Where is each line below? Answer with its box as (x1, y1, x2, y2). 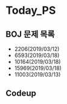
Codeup (5, 88, 37, 99)
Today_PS (5, 4, 56, 17)
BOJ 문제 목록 (5, 29, 55, 39)
